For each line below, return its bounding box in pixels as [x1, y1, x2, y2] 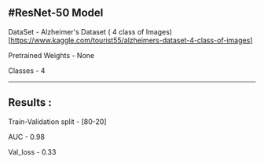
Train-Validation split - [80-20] [8, 117, 108, 126]
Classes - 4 [8, 66, 46, 75]
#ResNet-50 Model [8, 6, 104, 20]
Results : [8, 96, 53, 109]
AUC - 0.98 [8, 132, 46, 141]
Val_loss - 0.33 [8, 147, 57, 156]
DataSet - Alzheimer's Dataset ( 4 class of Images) [8, 27, 173, 36]
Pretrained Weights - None [8, 50, 95, 60]
